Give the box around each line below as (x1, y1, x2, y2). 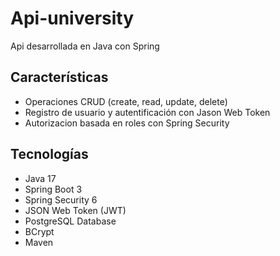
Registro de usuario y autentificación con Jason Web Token (24, 106, 271, 118)
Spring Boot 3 (24, 183, 83, 195)
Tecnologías (10, 146, 89, 163)
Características (10, 69, 109, 86)
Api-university (10, 7, 135, 30)
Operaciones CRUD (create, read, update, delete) (24, 95, 228, 107)
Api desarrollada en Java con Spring (10, 40, 160, 52)
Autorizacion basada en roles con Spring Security (24, 117, 230, 129)
